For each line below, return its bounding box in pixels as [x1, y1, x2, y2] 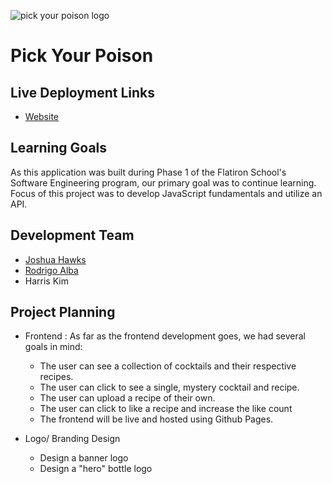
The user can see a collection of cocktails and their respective [39, 360, 297, 372]
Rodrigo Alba [24, 264, 79, 276]
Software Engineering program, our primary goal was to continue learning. [10, 176, 317, 189]
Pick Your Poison [10, 45, 154, 67]
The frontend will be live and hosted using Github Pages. [39, 413, 274, 425]
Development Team [10, 227, 135, 244]
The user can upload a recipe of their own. [39, 392, 216, 404]
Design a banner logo [39, 452, 129, 464]
